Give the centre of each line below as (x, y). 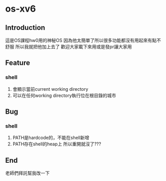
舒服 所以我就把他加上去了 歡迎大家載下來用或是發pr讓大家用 (69, 47)
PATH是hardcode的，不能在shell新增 (51, 138)
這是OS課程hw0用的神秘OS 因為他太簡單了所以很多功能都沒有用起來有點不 (83, 40)
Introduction (25, 28)
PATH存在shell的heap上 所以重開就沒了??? (57, 144)
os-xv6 (21, 9)
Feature (18, 63)
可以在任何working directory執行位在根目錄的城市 (64, 95)
